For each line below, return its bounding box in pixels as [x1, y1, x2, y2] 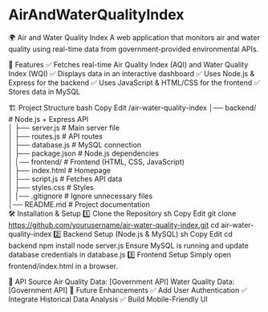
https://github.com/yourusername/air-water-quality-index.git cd [8, 220, 219, 229]
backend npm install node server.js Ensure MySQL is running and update [8, 241, 249, 250]
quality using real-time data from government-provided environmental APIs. [8, 44, 259, 54]
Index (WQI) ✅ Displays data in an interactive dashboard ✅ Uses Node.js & [8, 68, 255, 78]
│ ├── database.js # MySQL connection [8, 140, 142, 149]
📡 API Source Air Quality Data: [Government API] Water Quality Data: [8, 277, 235, 286]
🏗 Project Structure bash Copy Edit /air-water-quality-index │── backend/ [8, 103, 257, 112]
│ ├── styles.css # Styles [8, 182, 94, 192]
